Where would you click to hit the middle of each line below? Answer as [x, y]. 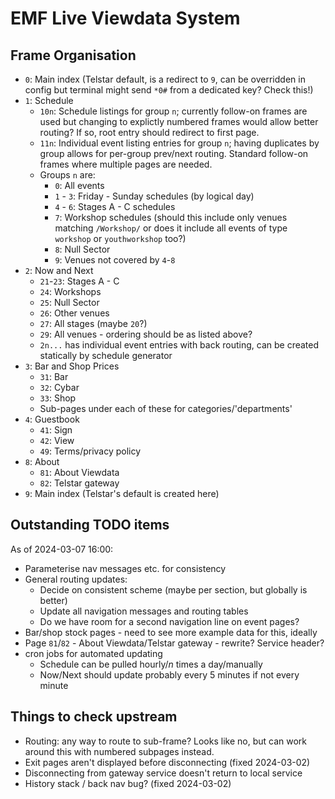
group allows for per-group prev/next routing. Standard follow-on [174, 153]
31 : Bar [54, 376]
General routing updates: [76, 579]
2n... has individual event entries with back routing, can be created [179, 345]
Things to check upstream [94, 717]
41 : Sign [56, 430]
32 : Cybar [59, 387]
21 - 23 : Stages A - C [79, 281]
